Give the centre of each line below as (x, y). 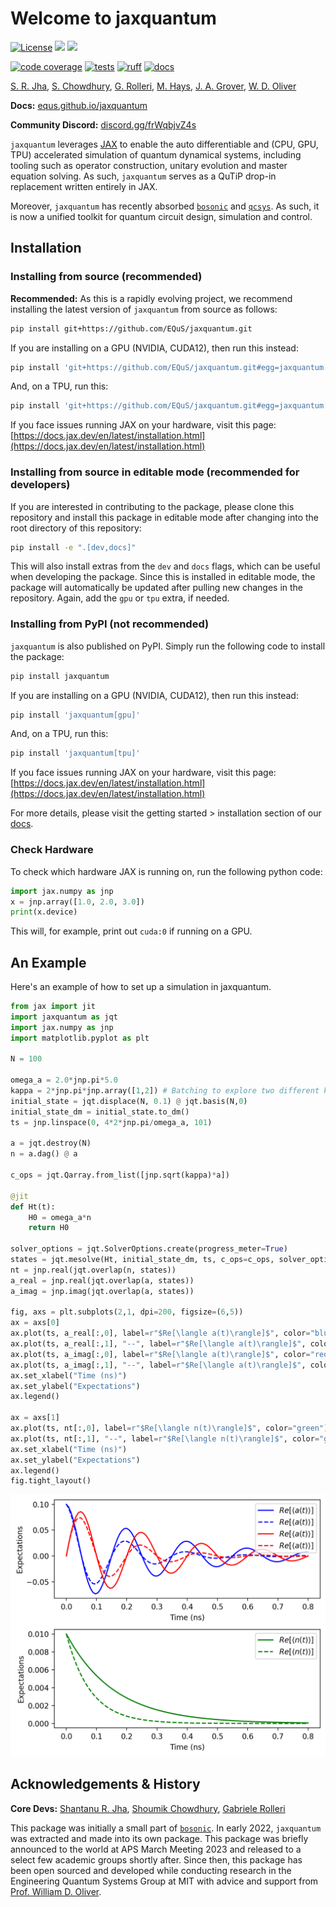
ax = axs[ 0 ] (35, 1323)
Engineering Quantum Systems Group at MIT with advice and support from (164, 1881)
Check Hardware (52, 850)
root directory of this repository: (76, 528)
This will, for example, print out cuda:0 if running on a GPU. (131, 931)
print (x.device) (44, 912)
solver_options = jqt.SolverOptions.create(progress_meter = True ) (149, 1249)
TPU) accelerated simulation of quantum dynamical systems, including (156, 154)
